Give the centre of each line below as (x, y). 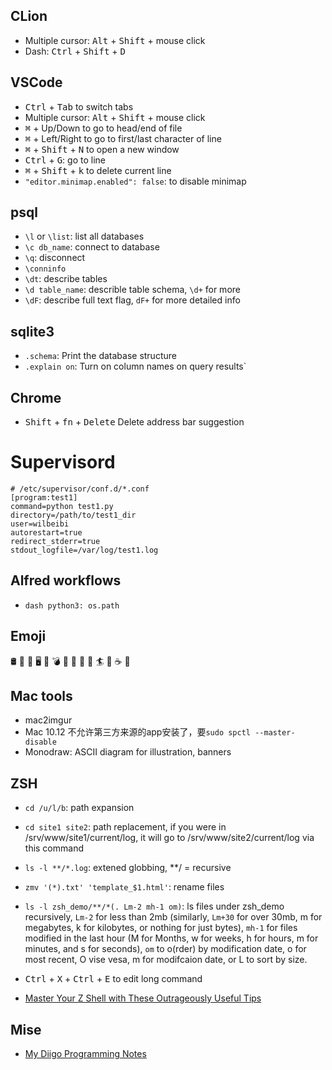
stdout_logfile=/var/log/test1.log (84, 550)
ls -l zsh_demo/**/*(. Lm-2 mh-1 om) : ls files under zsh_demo (154, 906)
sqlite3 (32, 331)
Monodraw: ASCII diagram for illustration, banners (128, 752)
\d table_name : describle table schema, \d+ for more (132, 290)
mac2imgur (48, 720)
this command (54, 848)
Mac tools (41, 696)
